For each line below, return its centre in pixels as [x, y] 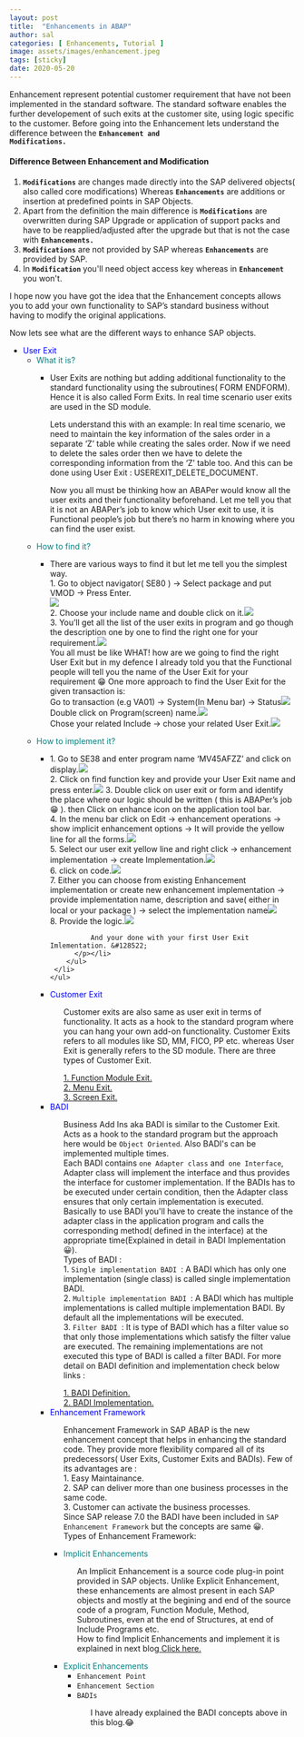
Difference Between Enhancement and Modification [109, 162]
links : [74, 1375]
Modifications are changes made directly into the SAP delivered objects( [159, 182]
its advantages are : [100, 1469]
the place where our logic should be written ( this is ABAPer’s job [171, 799]
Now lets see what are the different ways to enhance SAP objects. [133, 333]
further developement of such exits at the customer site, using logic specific [152, 114]
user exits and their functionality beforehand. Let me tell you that [171, 500]
